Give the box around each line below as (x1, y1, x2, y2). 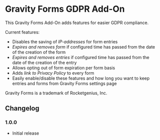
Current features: (5, 29, 40, 35)
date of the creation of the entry (12, 59, 77, 65)
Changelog (5, 104, 40, 112)
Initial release (12, 130, 39, 136)
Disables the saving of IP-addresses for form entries (12, 38, 118, 45)
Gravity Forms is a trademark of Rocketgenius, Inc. (5, 90, 108, 96)
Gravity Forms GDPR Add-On (5, 3, 125, 15)
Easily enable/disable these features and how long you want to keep (12, 75, 150, 81)
